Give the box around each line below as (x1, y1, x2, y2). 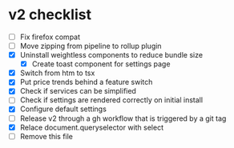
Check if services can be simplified (19, 86, 136, 96)
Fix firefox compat (19, 32, 81, 42)
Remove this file (19, 131, 74, 141)
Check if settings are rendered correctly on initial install (19, 95, 203, 105)
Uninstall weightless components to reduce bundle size (19, 50, 203, 60)
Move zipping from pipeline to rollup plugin (19, 42, 162, 50)
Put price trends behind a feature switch (19, 78, 153, 87)
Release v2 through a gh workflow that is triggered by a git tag (19, 114, 227, 123)
